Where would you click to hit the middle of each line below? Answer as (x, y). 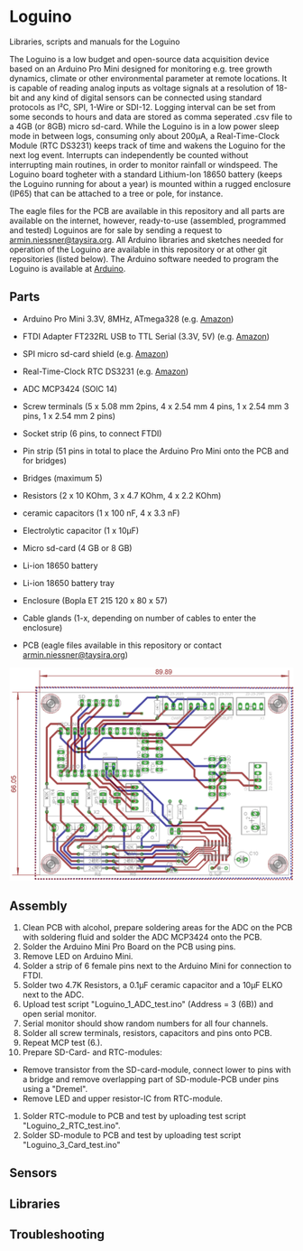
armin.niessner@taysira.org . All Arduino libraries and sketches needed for (147, 239)
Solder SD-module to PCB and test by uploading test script (132, 1135)
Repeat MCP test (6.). (62, 1043)
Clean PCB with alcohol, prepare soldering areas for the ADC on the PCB (157, 928)
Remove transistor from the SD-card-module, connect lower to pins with (156, 1070)
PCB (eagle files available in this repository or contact (122, 645)
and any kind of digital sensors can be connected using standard (142, 98)
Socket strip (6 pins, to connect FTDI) (92, 433)
